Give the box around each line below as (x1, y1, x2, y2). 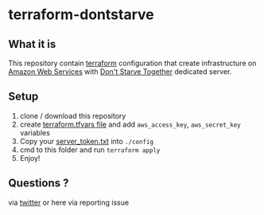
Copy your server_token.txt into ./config (19, 136, 153, 146)
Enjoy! (19, 153, 41, 162)
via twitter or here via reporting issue (8, 197, 130, 207)
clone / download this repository (19, 111, 126, 120)
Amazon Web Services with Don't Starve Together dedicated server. (8, 67, 232, 76)
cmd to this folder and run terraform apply (19, 145, 161, 154)
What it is (8, 37, 56, 51)
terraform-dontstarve (8, 6, 154, 24)
